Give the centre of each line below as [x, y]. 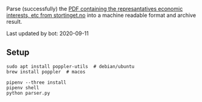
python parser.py [28, 93]
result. [14, 22]
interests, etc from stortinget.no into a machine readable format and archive [101, 15]
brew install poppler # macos [46, 72]
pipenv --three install [37, 82]
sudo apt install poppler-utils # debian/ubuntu [71, 66]
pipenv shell [23, 87]
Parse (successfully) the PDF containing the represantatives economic [95, 9]
